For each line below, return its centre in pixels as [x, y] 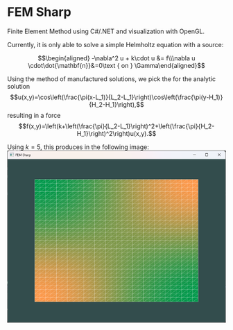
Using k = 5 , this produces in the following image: [78, 147]
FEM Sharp [39, 12]
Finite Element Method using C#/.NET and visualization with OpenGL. [106, 31]
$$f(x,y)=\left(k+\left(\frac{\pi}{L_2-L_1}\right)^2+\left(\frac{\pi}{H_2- [116, 126]
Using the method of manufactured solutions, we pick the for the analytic [112, 79]
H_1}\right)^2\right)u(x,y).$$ [116, 133]
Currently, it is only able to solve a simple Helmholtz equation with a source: [115, 44]
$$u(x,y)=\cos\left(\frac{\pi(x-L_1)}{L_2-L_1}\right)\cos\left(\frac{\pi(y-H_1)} [116, 97]
